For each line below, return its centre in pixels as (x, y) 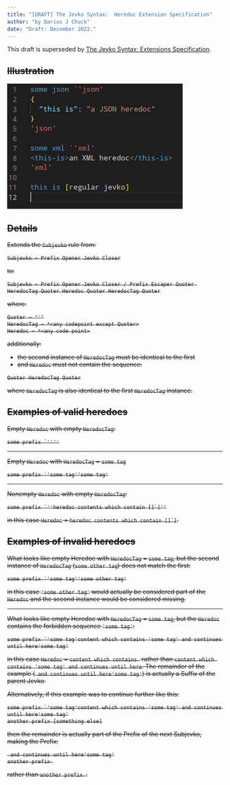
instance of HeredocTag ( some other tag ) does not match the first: (99, 565)
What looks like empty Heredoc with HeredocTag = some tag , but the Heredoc (114, 618)
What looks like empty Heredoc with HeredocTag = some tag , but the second (113, 558)
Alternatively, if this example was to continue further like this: (93, 694)
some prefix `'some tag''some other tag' (67, 579)
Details (22, 228)
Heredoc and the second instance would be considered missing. (97, 599)
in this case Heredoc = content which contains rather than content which (111, 659)
